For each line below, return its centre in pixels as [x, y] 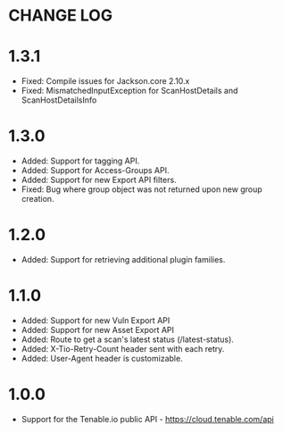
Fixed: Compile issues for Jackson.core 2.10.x [105, 81]
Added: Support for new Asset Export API [98, 329]
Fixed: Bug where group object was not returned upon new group [141, 189]
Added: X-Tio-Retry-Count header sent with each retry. [123, 348]
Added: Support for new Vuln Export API [96, 320]
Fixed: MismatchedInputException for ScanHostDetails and [129, 91]
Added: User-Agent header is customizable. [102, 358]
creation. [37, 199]
